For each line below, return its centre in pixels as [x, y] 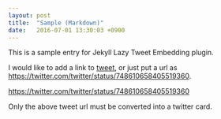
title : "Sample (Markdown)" [56, 23]
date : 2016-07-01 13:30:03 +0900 [67, 30]
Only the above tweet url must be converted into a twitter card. [110, 106]
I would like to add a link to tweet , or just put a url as [93, 68]
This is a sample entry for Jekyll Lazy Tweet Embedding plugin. [111, 53]
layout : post [30, 15]
